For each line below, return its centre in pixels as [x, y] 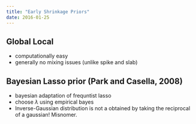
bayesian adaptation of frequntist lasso [63, 96]
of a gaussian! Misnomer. [46, 115]
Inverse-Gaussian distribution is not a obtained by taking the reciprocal [102, 108]
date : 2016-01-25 [28, 17]
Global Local [30, 42]
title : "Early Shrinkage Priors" [48, 12]
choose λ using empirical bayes [54, 102]
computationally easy [41, 56]
